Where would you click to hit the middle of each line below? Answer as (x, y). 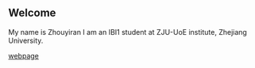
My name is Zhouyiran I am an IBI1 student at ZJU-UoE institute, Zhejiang (128, 32)
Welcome (32, 13)
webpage (24, 55)
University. (26, 40)
